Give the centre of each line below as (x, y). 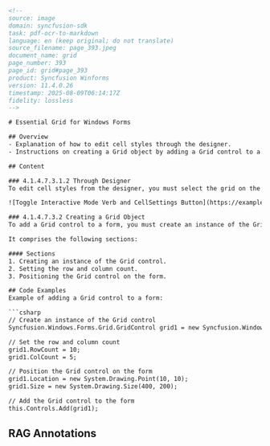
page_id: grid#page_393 (48, 71)
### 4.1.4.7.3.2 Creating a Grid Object (77, 217)
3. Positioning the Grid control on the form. (88, 276)
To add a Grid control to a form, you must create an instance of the (129, 225)
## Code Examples (37, 291)
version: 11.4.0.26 (41, 85)
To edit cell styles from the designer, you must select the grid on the (135, 188)
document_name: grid (43, 55)
